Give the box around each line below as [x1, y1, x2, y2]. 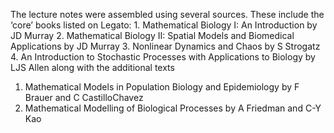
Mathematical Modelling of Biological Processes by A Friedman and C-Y [24, 102, 322, 114]
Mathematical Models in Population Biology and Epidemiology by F [24, 81, 300, 93]
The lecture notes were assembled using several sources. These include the [10, 9, 325, 20]
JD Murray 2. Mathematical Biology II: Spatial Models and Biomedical [10, 30, 295, 41]
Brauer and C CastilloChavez [24, 92, 144, 103]
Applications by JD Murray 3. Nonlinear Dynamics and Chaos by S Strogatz [10, 40, 321, 52]
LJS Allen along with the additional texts [10, 62, 175, 73]
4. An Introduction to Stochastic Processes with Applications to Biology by [10, 51, 316, 63]
